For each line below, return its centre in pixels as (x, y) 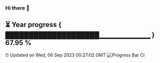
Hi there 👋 (18, 8)
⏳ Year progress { (34, 25)
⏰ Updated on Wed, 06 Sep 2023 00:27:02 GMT (56, 55)
